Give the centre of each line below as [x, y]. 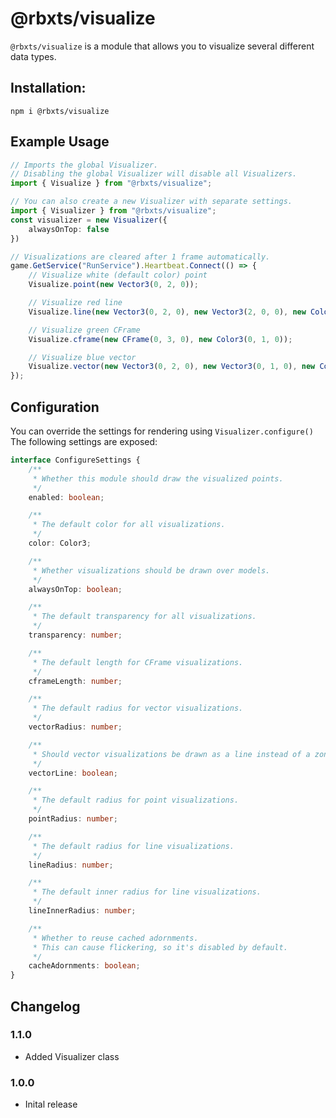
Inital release [51, 1104]
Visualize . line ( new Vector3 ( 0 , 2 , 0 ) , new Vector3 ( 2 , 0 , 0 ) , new [167, 312]
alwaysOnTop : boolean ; [75, 589]
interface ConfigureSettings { [75, 460]
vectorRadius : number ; [75, 727]
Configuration [55, 407]
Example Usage [60, 142]
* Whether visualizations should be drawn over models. [151, 570]
